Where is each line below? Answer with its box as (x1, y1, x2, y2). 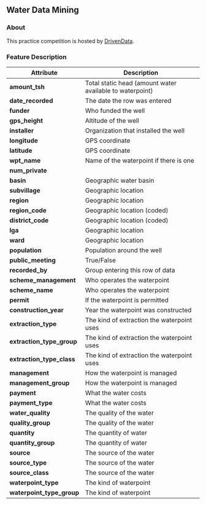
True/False (85, 256, 116, 264)
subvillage (9, 186, 41, 195)
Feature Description (6, 52, 67, 61)
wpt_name (9, 156, 41, 164)
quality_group (9, 418, 51, 427)
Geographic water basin (85, 176, 154, 185)
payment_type (9, 398, 53, 407)
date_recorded (9, 96, 53, 105)
